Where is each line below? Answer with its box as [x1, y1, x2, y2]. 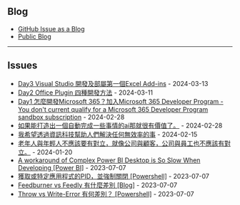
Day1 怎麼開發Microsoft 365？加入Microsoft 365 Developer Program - [17, 97, 224, 105]
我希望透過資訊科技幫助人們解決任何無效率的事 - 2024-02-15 [17, 130, 198, 138]
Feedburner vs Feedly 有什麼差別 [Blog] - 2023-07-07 [17, 181, 177, 189]
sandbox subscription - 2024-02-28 [17, 112, 125, 121]
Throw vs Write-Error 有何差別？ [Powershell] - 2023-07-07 [17, 189, 194, 198]
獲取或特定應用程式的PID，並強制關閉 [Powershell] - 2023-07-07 [17, 172, 209, 180]
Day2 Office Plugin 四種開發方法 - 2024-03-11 [17, 88, 154, 97]
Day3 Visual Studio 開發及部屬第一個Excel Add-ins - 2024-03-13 [17, 79, 209, 88]
